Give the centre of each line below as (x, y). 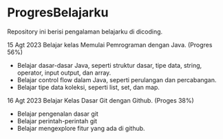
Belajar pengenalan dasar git (57, 114)
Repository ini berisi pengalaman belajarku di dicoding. (85, 31)
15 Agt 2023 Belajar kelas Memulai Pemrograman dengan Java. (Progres (110, 45)
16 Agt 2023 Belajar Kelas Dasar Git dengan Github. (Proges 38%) (100, 100)
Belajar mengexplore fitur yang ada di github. (81, 128)
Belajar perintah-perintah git (57, 121)
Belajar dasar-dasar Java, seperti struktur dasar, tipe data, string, (109, 65)
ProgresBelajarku (58, 13)
